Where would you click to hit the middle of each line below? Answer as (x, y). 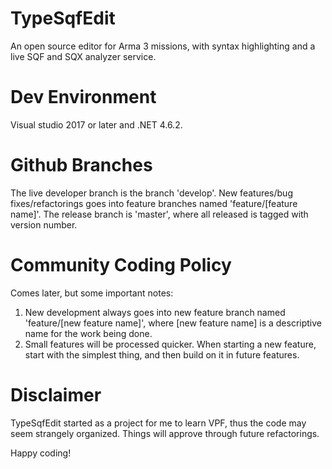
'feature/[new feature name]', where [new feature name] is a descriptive (173, 323)
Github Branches (81, 165)
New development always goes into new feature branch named (155, 312)
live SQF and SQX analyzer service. (83, 56)
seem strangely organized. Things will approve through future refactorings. (165, 433)
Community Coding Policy (121, 265)
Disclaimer (56, 394)
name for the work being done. (88, 333)
